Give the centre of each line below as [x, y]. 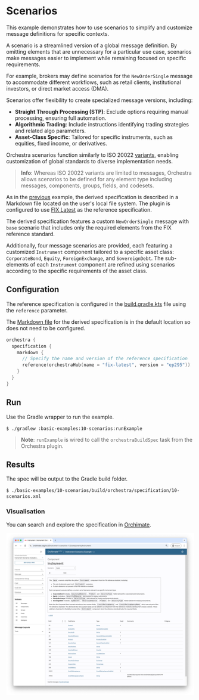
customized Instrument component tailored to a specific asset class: [90, 252]
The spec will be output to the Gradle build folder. [67, 479]
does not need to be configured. [46, 328]
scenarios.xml [24, 497]
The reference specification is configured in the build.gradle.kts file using [96, 304]
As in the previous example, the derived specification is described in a [92, 197]
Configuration [33, 289]
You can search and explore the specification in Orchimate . [79, 524]
